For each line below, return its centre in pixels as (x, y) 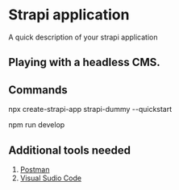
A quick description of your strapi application (83, 37)
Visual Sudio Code (51, 178)
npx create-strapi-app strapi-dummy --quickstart (90, 109)
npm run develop (37, 125)
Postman (35, 169)
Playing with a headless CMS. (85, 62)
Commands (38, 90)
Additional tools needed (70, 150)
